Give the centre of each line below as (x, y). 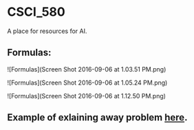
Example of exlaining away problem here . (97, 118)
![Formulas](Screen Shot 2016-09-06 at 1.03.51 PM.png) (87, 69)
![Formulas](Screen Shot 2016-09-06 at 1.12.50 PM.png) (87, 96)
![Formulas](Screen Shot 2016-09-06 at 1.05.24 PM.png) (87, 83)
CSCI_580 (36, 12)
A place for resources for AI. (47, 31)
